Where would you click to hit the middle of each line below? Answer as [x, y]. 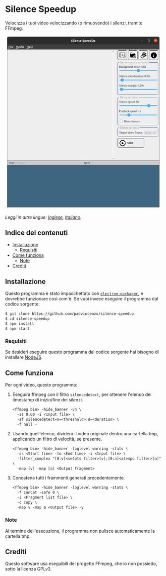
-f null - [27, 425]
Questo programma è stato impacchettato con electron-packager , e [74, 293]
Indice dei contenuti [36, 233]
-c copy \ [27, 503]
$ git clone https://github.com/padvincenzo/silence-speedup [70, 314]
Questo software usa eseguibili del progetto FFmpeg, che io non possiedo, [81, 564]
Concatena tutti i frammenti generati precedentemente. [69, 478]
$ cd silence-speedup [28, 319]
